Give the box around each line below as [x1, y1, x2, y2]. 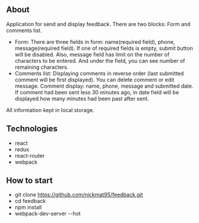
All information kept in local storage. [6, 106, 94, 113]
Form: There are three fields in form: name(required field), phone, [14, 38, 175, 45]
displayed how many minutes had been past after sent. [14, 95, 150, 102]
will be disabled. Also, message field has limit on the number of [14, 50, 170, 58]
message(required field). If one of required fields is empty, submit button [14, 44, 193, 52]
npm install [14, 204, 42, 211]
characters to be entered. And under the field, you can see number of [14, 57, 185, 64]
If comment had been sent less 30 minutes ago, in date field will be [14, 88, 179, 95]
